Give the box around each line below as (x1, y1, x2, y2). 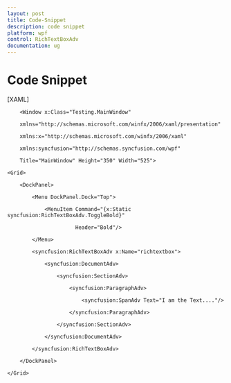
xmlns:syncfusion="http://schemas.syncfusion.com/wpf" (19, 145, 181, 152)
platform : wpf (7, 29, 48, 37)
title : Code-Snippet (7, 17, 67, 24)
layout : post (7, 10, 45, 17)
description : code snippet (7, 23, 85, 30)
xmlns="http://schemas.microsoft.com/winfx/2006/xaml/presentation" (19, 121, 221, 128)
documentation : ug (7, 42, 60, 49)
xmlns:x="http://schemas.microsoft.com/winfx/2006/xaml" (19, 133, 187, 139)
